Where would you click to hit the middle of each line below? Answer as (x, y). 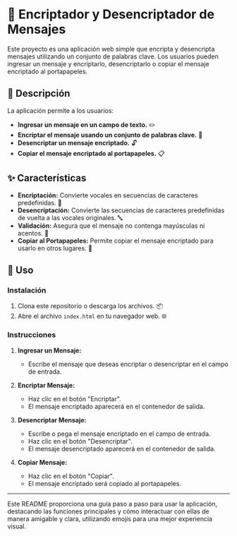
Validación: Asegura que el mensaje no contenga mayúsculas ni (111, 226)
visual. (17, 526)
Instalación (27, 290)
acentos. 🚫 (33, 233)
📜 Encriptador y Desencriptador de (111, 14)
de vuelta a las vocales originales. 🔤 (70, 217)
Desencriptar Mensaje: (52, 420)
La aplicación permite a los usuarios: (61, 110)
